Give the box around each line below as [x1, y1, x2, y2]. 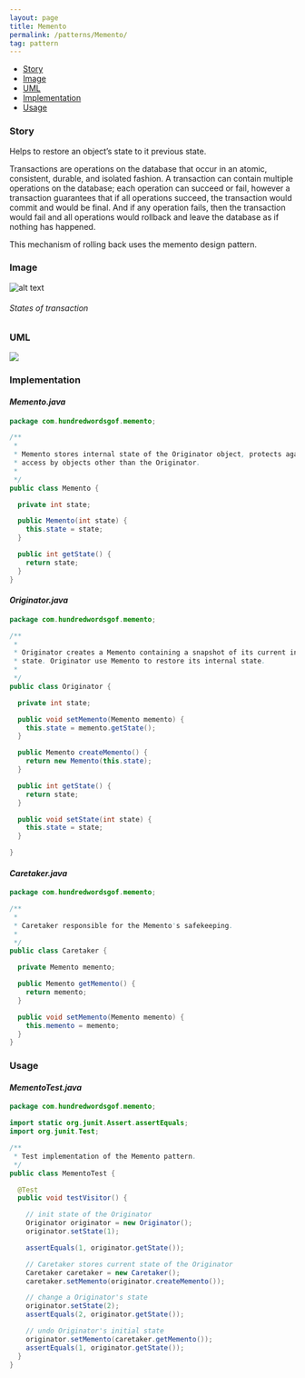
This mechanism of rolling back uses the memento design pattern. [9, 238, 257, 250]
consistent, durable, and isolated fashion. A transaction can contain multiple [9, 173, 293, 184]
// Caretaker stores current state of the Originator [25, 1260, 233, 1269]
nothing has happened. [9, 221, 96, 232]
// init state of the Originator [25, 1210, 152, 1219]
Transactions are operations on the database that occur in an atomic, [9, 163, 268, 174]
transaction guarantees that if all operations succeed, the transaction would [9, 192, 292, 203]
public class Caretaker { [9, 946, 107, 955]
